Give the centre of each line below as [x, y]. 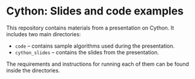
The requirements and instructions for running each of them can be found [98, 64]
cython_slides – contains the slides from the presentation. [87, 52]
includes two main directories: [44, 34]
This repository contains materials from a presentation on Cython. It [90, 28]
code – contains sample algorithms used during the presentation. [95, 46]
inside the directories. [33, 70]
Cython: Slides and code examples [95, 11]
